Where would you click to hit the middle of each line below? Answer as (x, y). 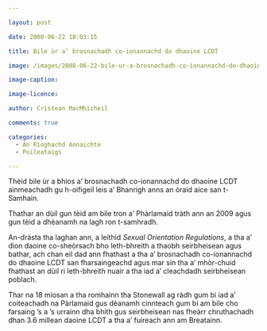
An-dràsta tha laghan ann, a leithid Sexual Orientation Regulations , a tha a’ (130, 237)
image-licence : (33, 94)
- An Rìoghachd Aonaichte (58, 144)
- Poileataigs (39, 152)
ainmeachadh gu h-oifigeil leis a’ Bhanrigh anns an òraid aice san (115, 190)
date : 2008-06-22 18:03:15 (53, 37)
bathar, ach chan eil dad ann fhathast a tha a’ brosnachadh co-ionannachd (130, 254)
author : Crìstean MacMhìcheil (58, 109)
